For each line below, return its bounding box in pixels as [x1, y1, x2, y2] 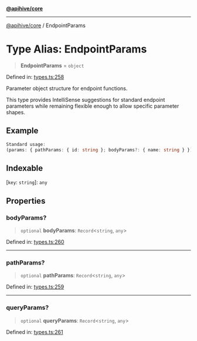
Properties [6, 196, 46, 206]
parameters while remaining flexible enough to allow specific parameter [6, 102, 179, 110]
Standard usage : [6, 141, 46, 147]
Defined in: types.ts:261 [6, 328, 63, 335]
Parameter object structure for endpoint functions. [6, 85, 128, 92]
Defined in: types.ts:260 [6, 239, 64, 245]
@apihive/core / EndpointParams [6, 22, 86, 29]
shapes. [6, 108, 25, 115]
